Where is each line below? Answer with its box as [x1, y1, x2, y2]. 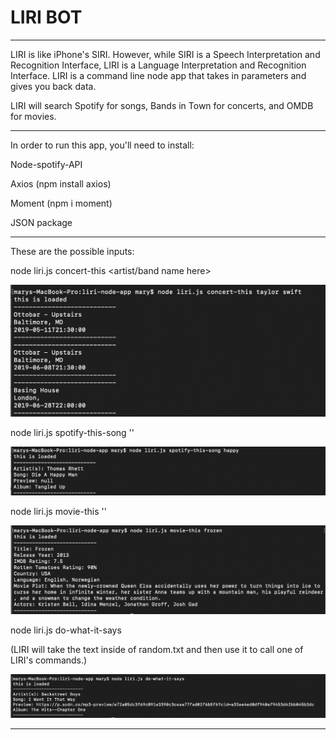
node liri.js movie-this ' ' [10, 506, 107, 518]
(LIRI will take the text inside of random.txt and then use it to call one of [10, 643, 304, 655]
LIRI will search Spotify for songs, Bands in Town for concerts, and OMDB [10, 99, 314, 111]
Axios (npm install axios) [10, 177, 112, 190]
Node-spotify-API [10, 158, 83, 170]
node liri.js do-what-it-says [10, 624, 122, 636]
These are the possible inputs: [10, 245, 135, 257]
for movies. [10, 110, 57, 122]
